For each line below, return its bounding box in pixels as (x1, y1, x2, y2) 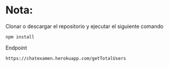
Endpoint (5, 44, 27, 51)
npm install (5, 34, 35, 40)
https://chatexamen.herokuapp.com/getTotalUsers (5, 55, 126, 61)
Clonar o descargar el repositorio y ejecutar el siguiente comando (5, 23, 164, 30)
